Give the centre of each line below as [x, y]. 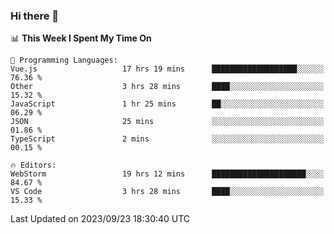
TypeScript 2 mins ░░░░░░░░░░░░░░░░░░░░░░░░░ [167, 139]
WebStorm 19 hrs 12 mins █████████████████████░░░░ [167, 174]
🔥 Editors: [33, 165]
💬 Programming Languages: [64, 60]
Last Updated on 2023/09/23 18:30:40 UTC [100, 219]
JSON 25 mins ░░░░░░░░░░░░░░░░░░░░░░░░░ [167, 122]
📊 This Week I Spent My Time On [81, 38]
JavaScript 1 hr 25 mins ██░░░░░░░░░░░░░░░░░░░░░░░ [167, 104]
